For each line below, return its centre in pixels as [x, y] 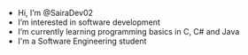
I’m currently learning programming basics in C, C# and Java [128, 31]
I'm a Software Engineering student [82, 41]
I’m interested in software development [89, 22]
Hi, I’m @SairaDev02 [55, 13]
